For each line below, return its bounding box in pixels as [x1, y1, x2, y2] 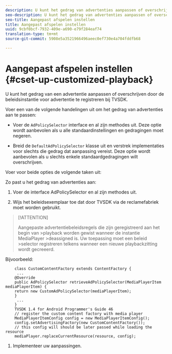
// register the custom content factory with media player [14, 311, 143, 316]
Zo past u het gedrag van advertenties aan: [5, 179, 96, 185]
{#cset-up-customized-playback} [5, 74, 154, 85]
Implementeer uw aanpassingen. [12, 343, 82, 349]
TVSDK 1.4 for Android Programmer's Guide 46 [14, 307, 114, 312]
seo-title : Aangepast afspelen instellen [5, 17, 95, 22]
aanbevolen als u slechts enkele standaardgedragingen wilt [12, 153, 138, 160]
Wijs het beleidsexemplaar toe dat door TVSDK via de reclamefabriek [12, 199, 159, 205]
